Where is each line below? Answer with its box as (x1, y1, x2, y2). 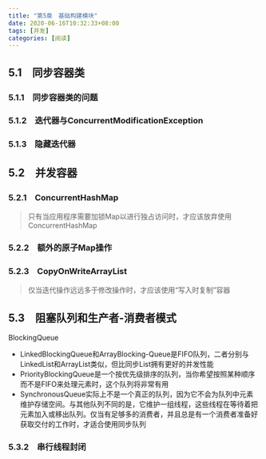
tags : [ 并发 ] (8, 26, 50, 34)
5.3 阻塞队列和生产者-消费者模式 (8, 311, 177, 324)
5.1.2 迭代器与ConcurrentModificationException (8, 115, 204, 127)
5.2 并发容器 (8, 166, 77, 179)
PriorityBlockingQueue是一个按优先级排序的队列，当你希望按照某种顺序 (19, 369, 256, 379)
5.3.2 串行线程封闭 (8, 441, 86, 453)
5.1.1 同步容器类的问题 (8, 91, 98, 103)
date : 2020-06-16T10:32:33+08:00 (8, 19, 120, 27)
